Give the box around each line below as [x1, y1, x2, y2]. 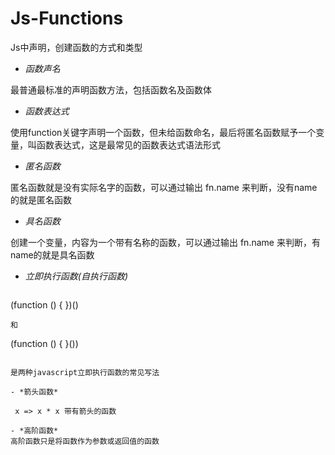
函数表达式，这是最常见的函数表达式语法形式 [36, 138, 221, 151]
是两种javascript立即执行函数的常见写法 [10, 367, 160, 377]
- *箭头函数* [10, 387, 59, 397]
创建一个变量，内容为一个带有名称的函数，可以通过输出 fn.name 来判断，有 [10, 236, 321, 248]
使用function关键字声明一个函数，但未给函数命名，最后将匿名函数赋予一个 [10, 126, 317, 138]
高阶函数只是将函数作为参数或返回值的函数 [10, 436, 160, 446]
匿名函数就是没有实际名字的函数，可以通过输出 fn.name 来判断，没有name [10, 181, 318, 193]
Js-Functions [10, 7, 124, 30]
